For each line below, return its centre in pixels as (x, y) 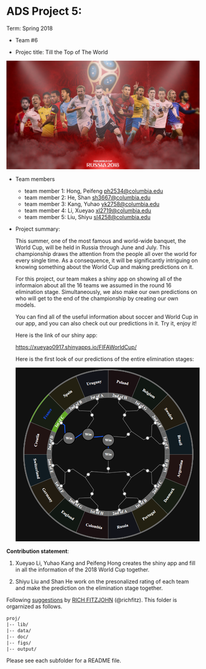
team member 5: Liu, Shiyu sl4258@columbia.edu (87, 217)
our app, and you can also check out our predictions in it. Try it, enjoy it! (106, 323)
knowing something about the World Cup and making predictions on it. (105, 267)
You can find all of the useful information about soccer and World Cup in (107, 317)
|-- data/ (19, 631)
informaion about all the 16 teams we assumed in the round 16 (93, 285)
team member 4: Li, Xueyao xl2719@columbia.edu (88, 211)
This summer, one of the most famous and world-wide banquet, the (101, 241)
